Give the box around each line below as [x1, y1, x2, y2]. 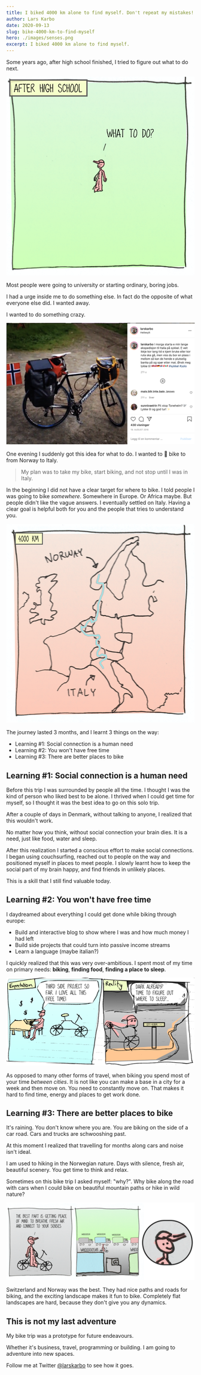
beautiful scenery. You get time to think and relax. [6, 1166, 129, 1174]
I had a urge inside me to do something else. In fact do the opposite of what [6, 293, 193, 300]
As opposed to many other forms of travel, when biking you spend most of [6, 1072, 190, 1079]
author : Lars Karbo [6, 16, 55, 22]
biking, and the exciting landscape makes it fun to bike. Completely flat [6, 1292, 181, 1300]
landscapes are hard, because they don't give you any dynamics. [6, 1299, 167, 1306]
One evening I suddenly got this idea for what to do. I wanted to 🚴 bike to [6, 450, 186, 457]
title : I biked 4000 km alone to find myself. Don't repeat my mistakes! [6, 10, 194, 16]
